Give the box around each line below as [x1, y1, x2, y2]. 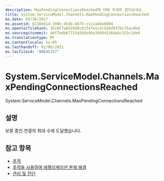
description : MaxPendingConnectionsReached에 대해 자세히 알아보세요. [5, 7, 144, 12]
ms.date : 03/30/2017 [5, 16, 49, 21]
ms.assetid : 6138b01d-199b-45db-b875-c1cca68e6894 [5, 21, 113, 26]
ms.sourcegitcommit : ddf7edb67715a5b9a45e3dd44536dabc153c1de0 [5, 30, 140, 35]
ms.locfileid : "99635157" [5, 49, 59, 54]
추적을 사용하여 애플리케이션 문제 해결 [12, 164, 87, 170]
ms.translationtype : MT [5, 35, 55, 40]
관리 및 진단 [12, 170, 36, 176]
